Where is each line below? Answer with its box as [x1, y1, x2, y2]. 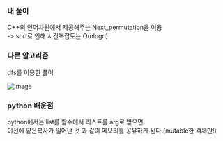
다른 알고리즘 [7, 51, 49, 60]
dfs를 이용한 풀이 [7, 68, 54, 76]
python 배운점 [7, 101, 54, 110]
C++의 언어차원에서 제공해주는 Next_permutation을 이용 [7, 23, 162, 32]
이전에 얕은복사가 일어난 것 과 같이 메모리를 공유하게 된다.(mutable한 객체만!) [7, 126, 217, 135]
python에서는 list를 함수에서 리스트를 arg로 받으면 [7, 117, 144, 126]
